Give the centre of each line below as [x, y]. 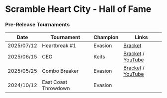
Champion [106, 37]
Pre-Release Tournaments [38, 25]
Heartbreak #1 [59, 46]
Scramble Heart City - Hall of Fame [78, 9]
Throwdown [56, 89]
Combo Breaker [60, 71]
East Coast [55, 82]
